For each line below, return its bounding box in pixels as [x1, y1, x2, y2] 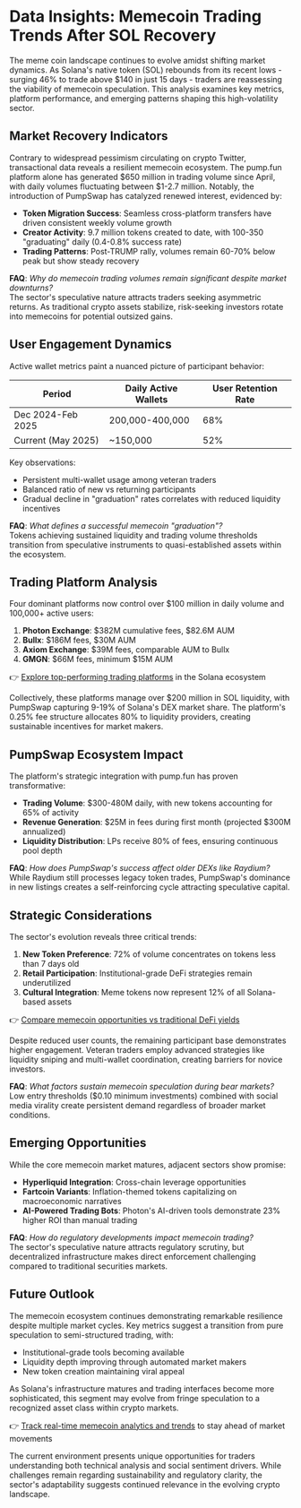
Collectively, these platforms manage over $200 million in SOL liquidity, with [9, 693, 290, 703]
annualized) [21, 826, 66, 837]
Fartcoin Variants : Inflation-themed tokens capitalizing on [21, 1185, 237, 1197]
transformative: [9, 780, 65, 791]
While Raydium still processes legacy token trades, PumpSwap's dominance [9, 872, 291, 883]
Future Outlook [9, 1287, 95, 1302]
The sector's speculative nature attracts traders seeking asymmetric [9, 291, 262, 302]
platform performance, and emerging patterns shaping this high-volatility [9, 92, 279, 104]
